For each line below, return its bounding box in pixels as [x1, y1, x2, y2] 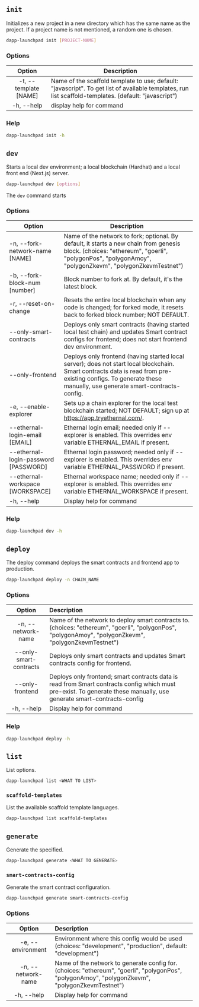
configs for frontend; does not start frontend [63, 335, 187, 344]
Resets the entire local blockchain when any [63, 296, 187, 304]
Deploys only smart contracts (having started [63, 321, 190, 329]
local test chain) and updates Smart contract [63, 328, 188, 336]
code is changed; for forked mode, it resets [63, 303, 184, 312]
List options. [6, 767, 37, 774]
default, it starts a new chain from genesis [63, 239, 181, 248]
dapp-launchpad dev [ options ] [6, 181, 81, 187]
